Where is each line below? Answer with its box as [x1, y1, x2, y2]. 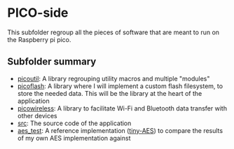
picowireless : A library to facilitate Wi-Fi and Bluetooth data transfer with [17, 104, 228, 113]
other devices [17, 111, 57, 120]
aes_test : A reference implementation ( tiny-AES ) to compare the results [17, 126, 223, 134]
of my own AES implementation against [17, 134, 131, 142]
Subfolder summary [7, 56, 97, 68]
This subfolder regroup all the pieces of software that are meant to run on [7, 28, 219, 36]
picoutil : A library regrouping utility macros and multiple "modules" [17, 74, 210, 83]
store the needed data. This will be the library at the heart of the [17, 89, 202, 97]
